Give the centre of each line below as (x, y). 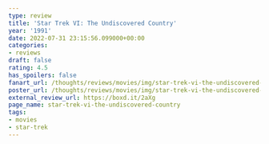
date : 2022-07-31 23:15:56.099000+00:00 (77, 38)
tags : (17, 113)
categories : (28, 46)
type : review (30, 16)
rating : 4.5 (28, 68)
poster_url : (28, 90)
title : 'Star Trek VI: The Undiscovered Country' (93, 23)
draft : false (30, 61)
